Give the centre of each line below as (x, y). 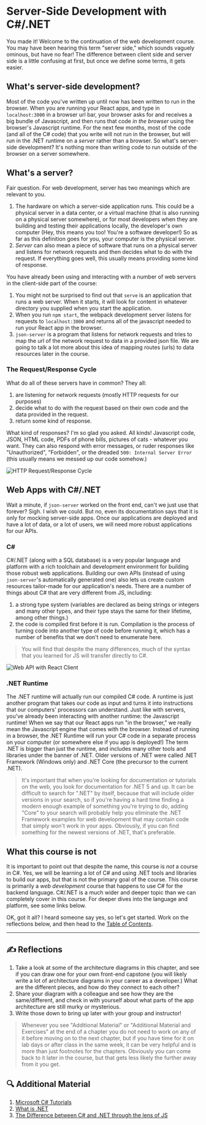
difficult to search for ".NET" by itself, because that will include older (108, 793)
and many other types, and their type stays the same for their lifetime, (103, 611)
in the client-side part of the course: (52, 283)
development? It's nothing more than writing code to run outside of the (108, 147)
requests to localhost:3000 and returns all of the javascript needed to (103, 321)
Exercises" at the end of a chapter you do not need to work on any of (109, 1031)
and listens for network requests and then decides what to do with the (104, 251)
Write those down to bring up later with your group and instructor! (98, 1013)
